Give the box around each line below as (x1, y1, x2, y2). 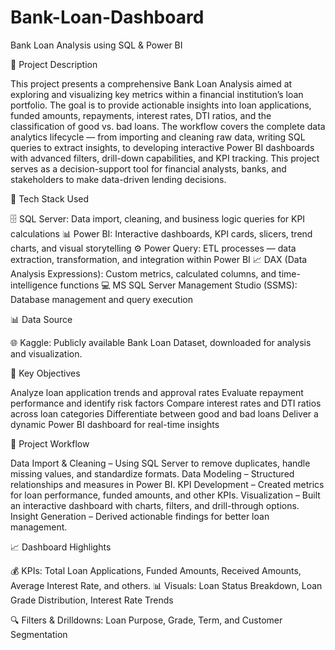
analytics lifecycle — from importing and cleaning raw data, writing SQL (10, 131, 306, 143)
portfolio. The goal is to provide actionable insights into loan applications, (10, 99, 312, 111)
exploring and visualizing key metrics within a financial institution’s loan (10, 88, 304, 100)
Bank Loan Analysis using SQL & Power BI (10, 39, 183, 51)
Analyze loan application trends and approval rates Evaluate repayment (10, 386, 304, 398)
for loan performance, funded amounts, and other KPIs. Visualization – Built (10, 489, 321, 501)
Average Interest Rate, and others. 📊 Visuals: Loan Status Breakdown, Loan (10, 579, 323, 591)
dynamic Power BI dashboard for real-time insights (10, 418, 220, 430)
